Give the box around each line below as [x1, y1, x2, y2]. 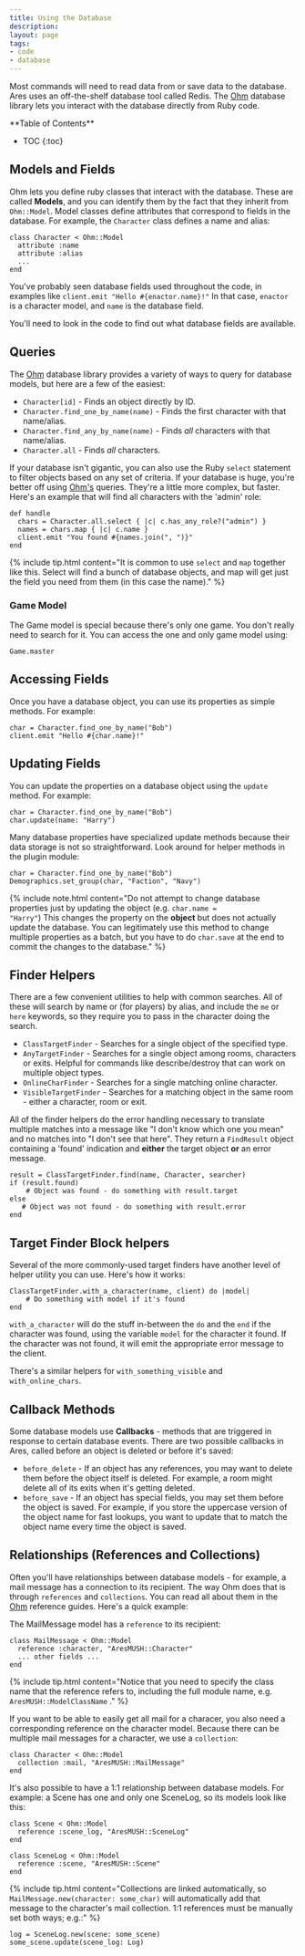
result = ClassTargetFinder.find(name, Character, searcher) [9, 1170, 247, 1180]
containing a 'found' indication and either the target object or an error [9, 1143, 271, 1154]
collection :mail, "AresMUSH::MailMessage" [17, 1758, 185, 1767]
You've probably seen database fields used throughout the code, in [9, 280, 262, 292]
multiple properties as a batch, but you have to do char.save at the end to [9, 931, 285, 942]
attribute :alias [17, 248, 84, 258]
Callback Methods [9, 1401, 116, 1417]
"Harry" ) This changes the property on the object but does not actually [9, 911, 277, 922]
